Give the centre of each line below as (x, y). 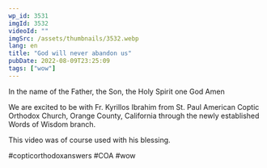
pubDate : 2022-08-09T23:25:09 (59, 61)
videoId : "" (28, 31)
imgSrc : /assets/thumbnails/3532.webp (74, 38)
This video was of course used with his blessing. (90, 140)
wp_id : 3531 (28, 16)
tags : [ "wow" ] (32, 69)
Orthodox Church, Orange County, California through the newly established (134, 115)
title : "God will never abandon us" (70, 53)
